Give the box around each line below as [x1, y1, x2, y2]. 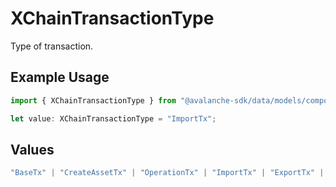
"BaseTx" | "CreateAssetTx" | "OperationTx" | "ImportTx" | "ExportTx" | [10, 168, 325, 178]
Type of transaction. [10, 40, 94, 52]
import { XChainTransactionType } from [10, 95, 177, 106]
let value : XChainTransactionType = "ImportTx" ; [10, 113, 217, 124]
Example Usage [10, 69, 110, 86]
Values [10, 141, 55, 158]
